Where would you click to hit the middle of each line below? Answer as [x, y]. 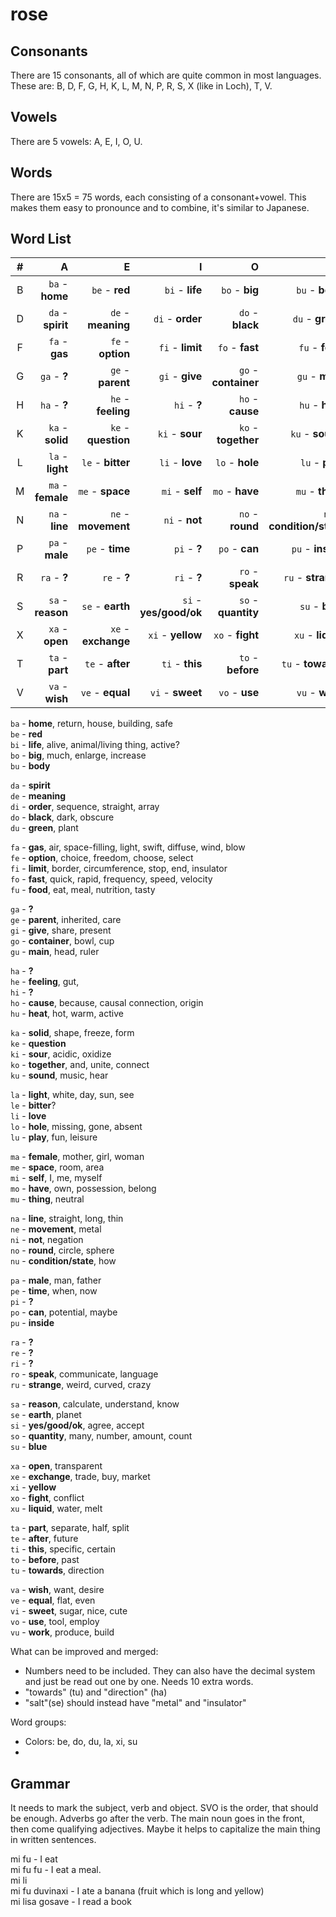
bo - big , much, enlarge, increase [78, 755]
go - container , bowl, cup [62, 941]
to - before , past [45, 1560]
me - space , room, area [57, 1167]
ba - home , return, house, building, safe [91, 724]
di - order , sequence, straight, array [85, 807]
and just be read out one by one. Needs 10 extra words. [139, 1682]
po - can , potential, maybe [64, 1312]
